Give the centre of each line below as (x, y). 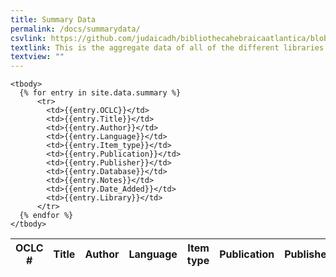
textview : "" (37, 57)
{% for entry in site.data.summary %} (100, 93)
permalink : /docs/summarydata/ (75, 29)
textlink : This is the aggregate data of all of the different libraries (167, 47)
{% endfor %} (46, 216)
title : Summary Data (53, 19)
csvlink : (28, 38)
